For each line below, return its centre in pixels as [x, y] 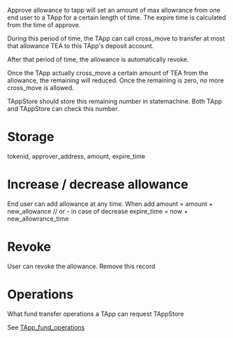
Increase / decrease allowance [98, 185]
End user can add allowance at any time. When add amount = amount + [110, 204]
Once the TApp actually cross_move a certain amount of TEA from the [108, 73]
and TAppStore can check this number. [63, 109]
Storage [31, 137]
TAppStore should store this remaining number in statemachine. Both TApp [115, 101]
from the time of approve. [44, 25]
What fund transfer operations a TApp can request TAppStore [96, 314]
